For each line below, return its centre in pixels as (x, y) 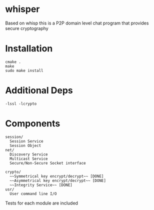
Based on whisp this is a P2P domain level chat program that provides (77, 23)
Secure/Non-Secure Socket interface (48, 163)
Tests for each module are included (42, 203)
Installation (29, 49)
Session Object (25, 145)
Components (33, 123)
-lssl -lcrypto (21, 103)
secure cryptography (27, 28)
